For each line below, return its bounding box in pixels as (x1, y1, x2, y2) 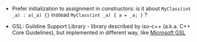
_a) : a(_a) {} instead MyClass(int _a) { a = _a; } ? (11, 11, 148, 18)
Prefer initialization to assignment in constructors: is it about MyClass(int (11, 5, 192, 12)
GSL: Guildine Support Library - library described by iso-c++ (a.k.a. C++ (11, 23, 190, 30)
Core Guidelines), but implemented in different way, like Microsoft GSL (11, 29, 186, 36)
